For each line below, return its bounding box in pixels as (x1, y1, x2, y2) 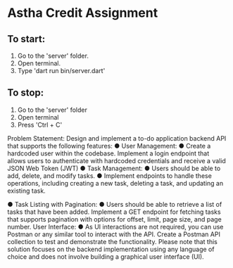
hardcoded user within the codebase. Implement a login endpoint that (7, 149, 210, 158)
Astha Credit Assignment (7, 5, 158, 21)
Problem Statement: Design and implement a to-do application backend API (7, 134, 227, 142)
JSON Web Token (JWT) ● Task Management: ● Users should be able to (7, 164, 221, 172)
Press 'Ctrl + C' (17, 120, 63, 129)
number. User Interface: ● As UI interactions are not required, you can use (7, 222, 224, 231)
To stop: (7, 87, 44, 99)
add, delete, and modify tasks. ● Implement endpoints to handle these (7, 171, 213, 180)
